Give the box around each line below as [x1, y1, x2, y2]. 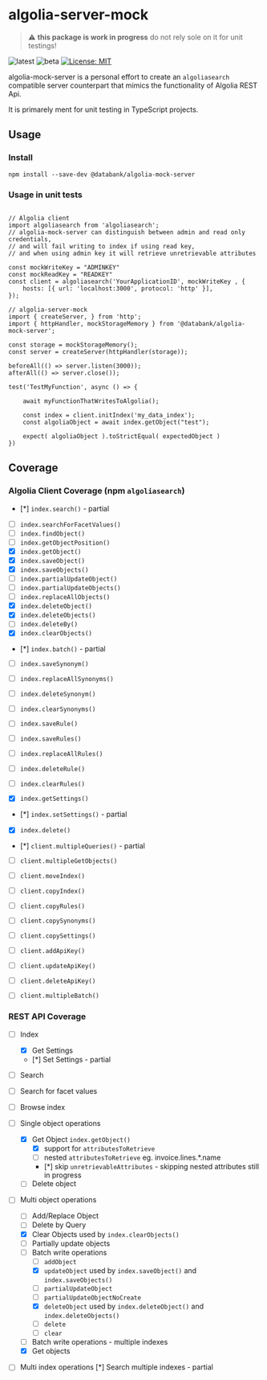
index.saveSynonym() [19, 660, 89, 668]
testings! [27, 40, 58, 50]
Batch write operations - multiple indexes [31, 1337, 168, 1347]
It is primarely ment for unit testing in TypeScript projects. [8, 105, 199, 114]
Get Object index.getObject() [31, 1135, 131, 1144]
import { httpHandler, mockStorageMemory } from [8, 319, 174, 327]
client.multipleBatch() [19, 992, 100, 1000]
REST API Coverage [8, 1011, 87, 1022]
